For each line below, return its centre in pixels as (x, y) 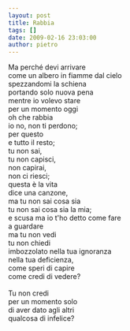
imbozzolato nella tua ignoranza (60, 251)
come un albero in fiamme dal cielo (65, 76)
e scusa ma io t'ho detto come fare (65, 218)
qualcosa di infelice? (41, 318)
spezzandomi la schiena (47, 84)
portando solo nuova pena (51, 92)
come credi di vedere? (45, 277)
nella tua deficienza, (41, 260)
